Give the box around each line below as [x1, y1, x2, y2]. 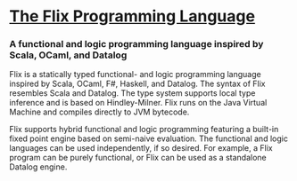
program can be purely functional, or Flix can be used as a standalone [9, 153, 267, 163]
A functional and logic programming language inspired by [9, 38, 264, 51]
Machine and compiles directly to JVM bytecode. [9, 106, 190, 117]
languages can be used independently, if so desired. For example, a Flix [9, 143, 274, 153]
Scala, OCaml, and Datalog [9, 49, 128, 61]
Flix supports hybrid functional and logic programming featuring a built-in [9, 124, 279, 135]
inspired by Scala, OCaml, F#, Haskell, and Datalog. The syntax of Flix [9, 78, 266, 90]
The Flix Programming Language [9, 6, 256, 27]
